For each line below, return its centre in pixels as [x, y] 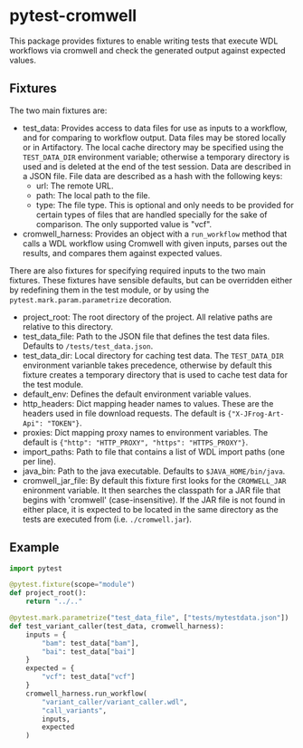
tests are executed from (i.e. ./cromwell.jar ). [107, 519]
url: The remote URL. [75, 186]
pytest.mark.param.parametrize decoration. [90, 299]
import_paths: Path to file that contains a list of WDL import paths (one [153, 451]
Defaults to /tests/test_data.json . [88, 346]
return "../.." [54, 602]
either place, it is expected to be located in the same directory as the [150, 509]
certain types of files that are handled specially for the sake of [152, 215]
